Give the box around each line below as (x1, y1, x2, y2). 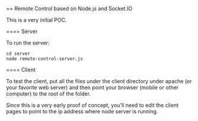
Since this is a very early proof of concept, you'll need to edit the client (6, 102, 179, 109)
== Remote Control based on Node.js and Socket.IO (6, 5, 133, 12)
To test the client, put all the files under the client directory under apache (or (6, 78, 192, 84)
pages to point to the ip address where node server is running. (6, 108, 158, 115)
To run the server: (6, 40, 50, 46)
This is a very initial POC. (6, 17, 67, 23)
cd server (6, 51, 31, 57)
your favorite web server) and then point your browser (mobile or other (6, 84, 179, 91)
